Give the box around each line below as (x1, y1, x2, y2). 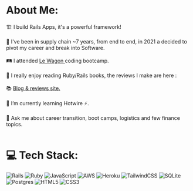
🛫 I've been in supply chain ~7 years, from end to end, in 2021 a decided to (6, 38, 188, 45)
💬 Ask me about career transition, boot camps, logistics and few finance (6, 114, 181, 121)
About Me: (6, 4, 59, 17)
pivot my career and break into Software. (6, 44, 105, 51)
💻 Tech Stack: (6, 149, 79, 162)
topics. (6, 120, 23, 128)
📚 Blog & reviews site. (6, 85, 60, 92)
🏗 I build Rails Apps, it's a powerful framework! (6, 23, 121, 30)
